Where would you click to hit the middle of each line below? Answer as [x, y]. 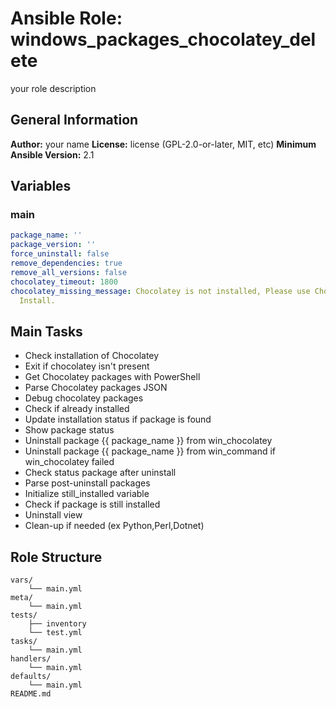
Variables [41, 186]
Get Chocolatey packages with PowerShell [112, 377]
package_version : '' [53, 245]
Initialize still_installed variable [87, 494]
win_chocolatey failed [69, 462]
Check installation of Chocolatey [92, 356]
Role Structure [56, 557]
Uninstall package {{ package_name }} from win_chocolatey [148, 441]
